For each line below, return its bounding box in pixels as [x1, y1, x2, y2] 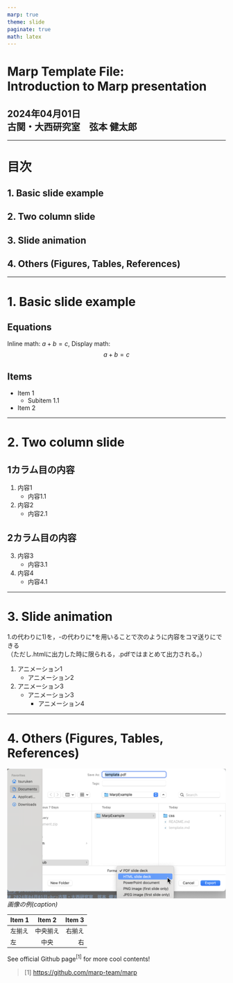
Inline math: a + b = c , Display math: [7, 340, 111, 348]
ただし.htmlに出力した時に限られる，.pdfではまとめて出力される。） [12, 649, 206, 658]
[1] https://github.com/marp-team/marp [24, 968, 137, 976]
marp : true [7, 11, 39, 18]
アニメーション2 [27, 673, 74, 681]
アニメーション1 [17, 665, 62, 673]
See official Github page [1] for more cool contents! [7, 954, 150, 963]
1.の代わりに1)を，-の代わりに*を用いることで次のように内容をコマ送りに [7, 632, 216, 641]
